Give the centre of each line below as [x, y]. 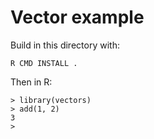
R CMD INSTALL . [44, 63]
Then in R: [31, 82]
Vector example [77, 17]
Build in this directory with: [65, 45]
